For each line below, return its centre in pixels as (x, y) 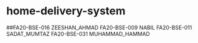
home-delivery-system (66, 11)
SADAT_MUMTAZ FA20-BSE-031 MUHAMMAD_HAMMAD (78, 33)
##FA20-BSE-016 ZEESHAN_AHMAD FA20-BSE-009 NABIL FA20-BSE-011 (99, 27)
